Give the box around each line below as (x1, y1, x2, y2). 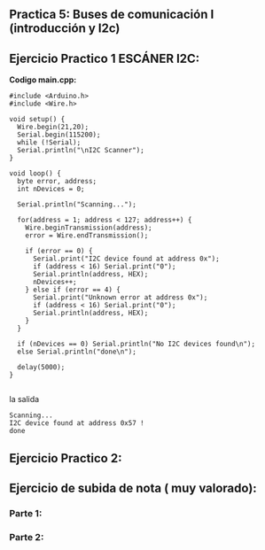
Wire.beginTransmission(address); (25, 223, 152, 233)
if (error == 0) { (25, 247, 93, 256)
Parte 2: (9, 531, 44, 543)
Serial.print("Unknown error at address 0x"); (32, 293, 208, 302)
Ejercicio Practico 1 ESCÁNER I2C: (9, 50, 200, 66)
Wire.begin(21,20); (17, 123, 90, 132)
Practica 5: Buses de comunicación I (9, 7, 214, 22)
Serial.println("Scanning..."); (17, 200, 137, 209)
